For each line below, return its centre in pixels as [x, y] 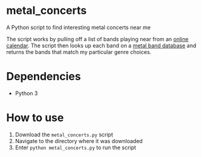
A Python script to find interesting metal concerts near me [79, 27]
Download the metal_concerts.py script [64, 135]
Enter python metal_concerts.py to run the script [75, 147]
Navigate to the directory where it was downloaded [79, 141]
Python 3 [26, 93]
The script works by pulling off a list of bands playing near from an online [97, 39]
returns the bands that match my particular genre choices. [79, 52]
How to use [35, 118]
